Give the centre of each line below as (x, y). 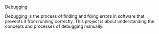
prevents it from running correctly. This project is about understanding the (80, 21)
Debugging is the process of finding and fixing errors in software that (75, 16)
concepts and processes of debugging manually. (54, 26)
